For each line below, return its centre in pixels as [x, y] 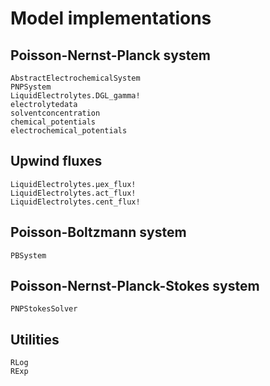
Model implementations [111, 18]
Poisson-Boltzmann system [98, 232]
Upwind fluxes [56, 161]
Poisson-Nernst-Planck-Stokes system [135, 286]
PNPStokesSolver [44, 309]
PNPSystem [31, 87]
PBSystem [28, 255]
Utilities [35, 339]
